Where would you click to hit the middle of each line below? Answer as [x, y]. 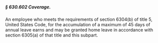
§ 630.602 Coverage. [28, 7]
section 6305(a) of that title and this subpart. [52, 35]
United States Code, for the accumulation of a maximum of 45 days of [78, 24]
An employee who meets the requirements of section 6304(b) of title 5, [79, 19]
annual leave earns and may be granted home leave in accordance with [79, 30]
